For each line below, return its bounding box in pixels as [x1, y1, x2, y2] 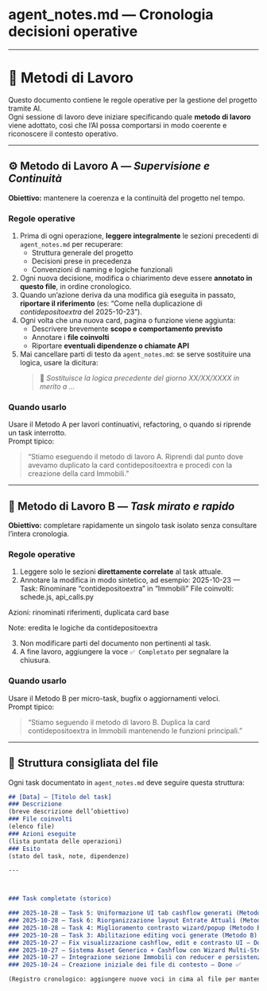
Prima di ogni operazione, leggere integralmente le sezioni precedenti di [19, 231, 259, 240]
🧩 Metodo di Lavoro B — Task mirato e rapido [8, 499, 235, 513]
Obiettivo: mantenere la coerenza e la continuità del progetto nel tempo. [8, 193, 246, 202]
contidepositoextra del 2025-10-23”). [19, 306, 143, 316]
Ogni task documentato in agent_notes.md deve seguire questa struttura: [8, 778, 245, 787]
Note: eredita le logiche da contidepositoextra [8, 623, 158, 633]
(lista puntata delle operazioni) [8, 837, 123, 845]
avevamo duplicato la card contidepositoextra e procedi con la [27, 460, 233, 470]
